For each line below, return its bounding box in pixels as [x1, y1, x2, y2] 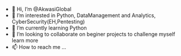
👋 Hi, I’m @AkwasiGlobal [11, 6, 72, 12]
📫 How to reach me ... [11, 44, 66, 50]
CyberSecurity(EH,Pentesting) [11, 18, 85, 25]
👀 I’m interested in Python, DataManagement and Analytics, [11, 12, 156, 19]
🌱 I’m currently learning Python [11, 24, 87, 31]
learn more [11, 37, 38, 44]
